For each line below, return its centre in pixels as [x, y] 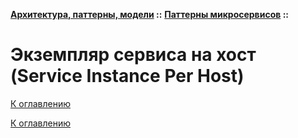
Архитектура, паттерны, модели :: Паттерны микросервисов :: [149, 14]
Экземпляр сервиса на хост [133, 55]
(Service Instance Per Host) [127, 76]
